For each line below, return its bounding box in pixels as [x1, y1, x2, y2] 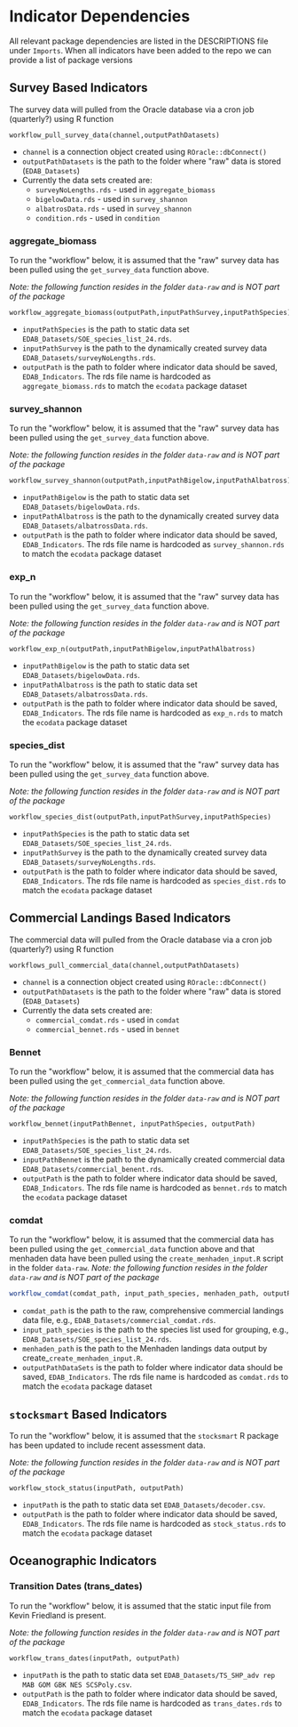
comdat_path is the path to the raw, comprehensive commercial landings [21, 1305, 284, 1316]
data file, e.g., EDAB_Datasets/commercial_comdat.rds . [21, 1315, 216, 1326]
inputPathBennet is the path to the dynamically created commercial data [21, 1154, 286, 1165]
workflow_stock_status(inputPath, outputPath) [9, 1484, 184, 1493]
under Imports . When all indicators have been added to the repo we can [9, 44, 272, 55]
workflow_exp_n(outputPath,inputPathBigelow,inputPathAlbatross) [9, 644, 255, 653]
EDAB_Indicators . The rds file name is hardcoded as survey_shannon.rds [21, 539, 286, 550]
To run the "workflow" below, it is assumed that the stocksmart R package [9, 1431, 279, 1441]
